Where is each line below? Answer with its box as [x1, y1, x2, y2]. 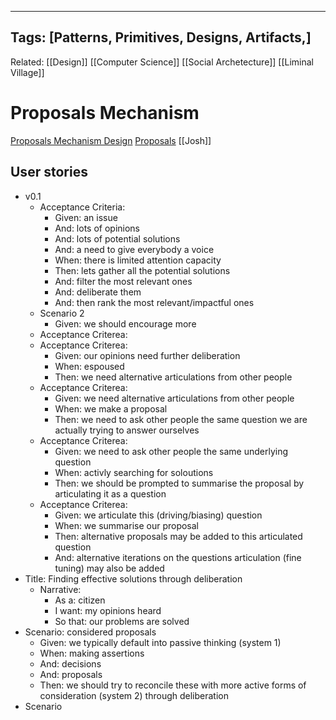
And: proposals [39, 668, 103, 680]
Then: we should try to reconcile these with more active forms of [39, 679, 307, 691]
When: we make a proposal [54, 402, 168, 415]
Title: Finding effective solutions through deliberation [24, 572, 243, 585]
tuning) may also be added [54, 562, 165, 574]
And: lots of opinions [54, 222, 141, 234]
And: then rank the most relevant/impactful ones [54, 296, 255, 308]
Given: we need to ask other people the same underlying [54, 445, 289, 457]
